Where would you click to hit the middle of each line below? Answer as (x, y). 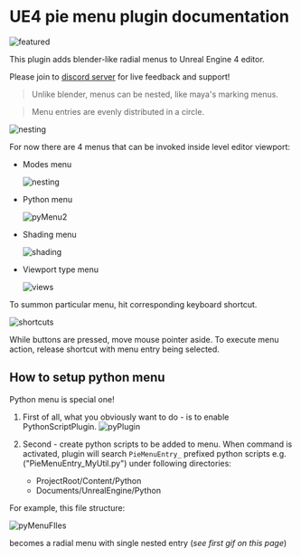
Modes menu (47, 164)
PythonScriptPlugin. (60, 426)
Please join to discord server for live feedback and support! (120, 76)
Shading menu (49, 234)
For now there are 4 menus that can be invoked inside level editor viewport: (150, 146)
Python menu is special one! (62, 399)
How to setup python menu (87, 378)
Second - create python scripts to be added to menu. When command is (157, 444)
